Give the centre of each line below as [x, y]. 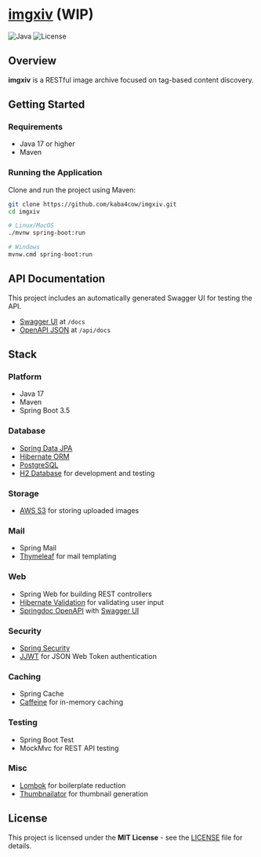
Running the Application [55, 173]
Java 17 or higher [47, 144]
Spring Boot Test [47, 739]
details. [20, 845]
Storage [24, 493]
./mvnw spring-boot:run [47, 233]
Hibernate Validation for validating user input [92, 602]
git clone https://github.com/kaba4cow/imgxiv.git [92, 204]
